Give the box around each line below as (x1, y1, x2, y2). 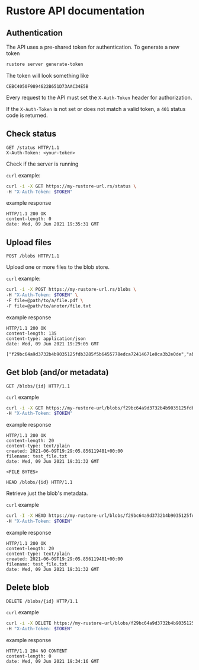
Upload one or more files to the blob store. (6, 263, 110, 271)
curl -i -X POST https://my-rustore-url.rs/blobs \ (6, 287, 136, 293)
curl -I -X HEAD (6, 513, 46, 519)
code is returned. (6, 112, 49, 119)
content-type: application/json (6, 335, 86, 342)
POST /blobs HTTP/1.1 (6, 253, 60, 259)
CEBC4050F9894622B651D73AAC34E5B (6, 83, 89, 90)
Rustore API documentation (6, 4, 145, 18)
